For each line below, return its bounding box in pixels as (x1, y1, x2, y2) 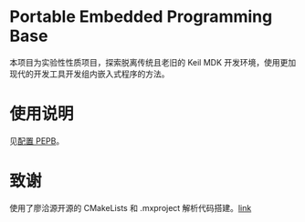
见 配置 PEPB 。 (9, 135, 65, 146)
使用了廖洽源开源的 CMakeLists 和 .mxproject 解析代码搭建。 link (9, 202, 252, 213)
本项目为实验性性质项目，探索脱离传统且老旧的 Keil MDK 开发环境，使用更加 (9, 56, 297, 67)
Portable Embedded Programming (9, 6, 273, 27)
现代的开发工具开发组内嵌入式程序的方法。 (9, 68, 170, 79)
